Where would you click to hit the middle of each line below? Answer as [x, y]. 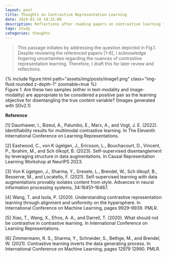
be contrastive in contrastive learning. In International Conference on [76, 223]
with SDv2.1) [18, 106]
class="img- [144, 79]
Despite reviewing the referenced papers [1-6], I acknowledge [82, 53]
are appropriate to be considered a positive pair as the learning [91, 95]
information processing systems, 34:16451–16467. [57, 187]
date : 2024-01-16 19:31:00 [33, 19]
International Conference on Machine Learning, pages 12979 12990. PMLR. [83, 249]
